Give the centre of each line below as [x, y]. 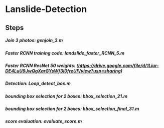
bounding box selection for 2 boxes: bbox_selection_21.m [66, 96]
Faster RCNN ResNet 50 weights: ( [42, 65]
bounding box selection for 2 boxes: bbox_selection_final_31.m [72, 109]
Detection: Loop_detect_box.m [38, 83]
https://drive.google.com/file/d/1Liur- [118, 65]
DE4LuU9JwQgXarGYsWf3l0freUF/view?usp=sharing [63, 70]
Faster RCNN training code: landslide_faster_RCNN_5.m [65, 53]
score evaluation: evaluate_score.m [44, 121]
